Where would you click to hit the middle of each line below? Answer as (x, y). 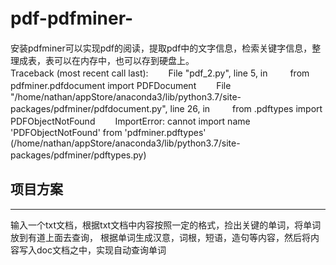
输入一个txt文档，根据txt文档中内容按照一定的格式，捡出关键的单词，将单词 (166, 225)
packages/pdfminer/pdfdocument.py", (89, 108)
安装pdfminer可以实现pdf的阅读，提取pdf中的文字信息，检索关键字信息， (161, 48)
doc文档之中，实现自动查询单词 (101, 250)
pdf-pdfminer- (72, 18)
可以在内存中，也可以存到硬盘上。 (124, 60)
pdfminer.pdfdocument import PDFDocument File (121, 85)
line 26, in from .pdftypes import (246, 108)
